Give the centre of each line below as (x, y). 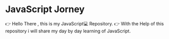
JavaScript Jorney (45, 9)
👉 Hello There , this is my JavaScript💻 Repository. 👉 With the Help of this (84, 23)
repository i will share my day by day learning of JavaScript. (68, 31)
